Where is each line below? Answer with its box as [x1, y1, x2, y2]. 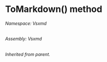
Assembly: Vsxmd [5, 36, 42, 42]
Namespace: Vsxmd [5, 20, 47, 26]
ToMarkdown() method [5, 3, 103, 15]
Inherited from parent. [5, 51, 51, 57]
